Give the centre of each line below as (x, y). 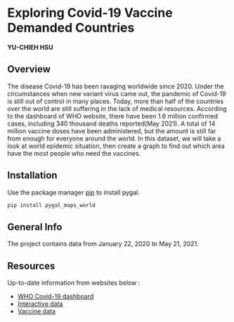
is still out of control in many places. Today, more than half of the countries (115, 101)
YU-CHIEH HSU (30, 47)
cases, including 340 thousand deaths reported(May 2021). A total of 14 (111, 123)
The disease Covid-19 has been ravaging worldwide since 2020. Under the (116, 86)
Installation (32, 176)
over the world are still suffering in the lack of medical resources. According (117, 108)
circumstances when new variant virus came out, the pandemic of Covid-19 (117, 93)
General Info (35, 227)
